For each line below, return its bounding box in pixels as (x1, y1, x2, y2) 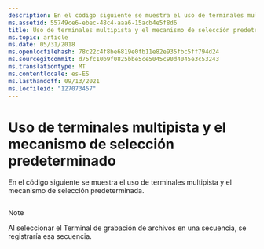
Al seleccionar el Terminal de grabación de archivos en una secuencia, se (8, 223, 247, 233)
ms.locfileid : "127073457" (8, 84, 97, 93)
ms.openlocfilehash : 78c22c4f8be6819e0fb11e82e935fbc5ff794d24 (8, 48, 220, 56)
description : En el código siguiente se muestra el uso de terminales (8, 11, 244, 20)
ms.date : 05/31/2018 (8, 41, 76, 49)
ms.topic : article (8, 33, 68, 42)
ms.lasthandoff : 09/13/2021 (8, 77, 101, 85)
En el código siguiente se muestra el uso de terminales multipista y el (8, 178, 232, 187)
